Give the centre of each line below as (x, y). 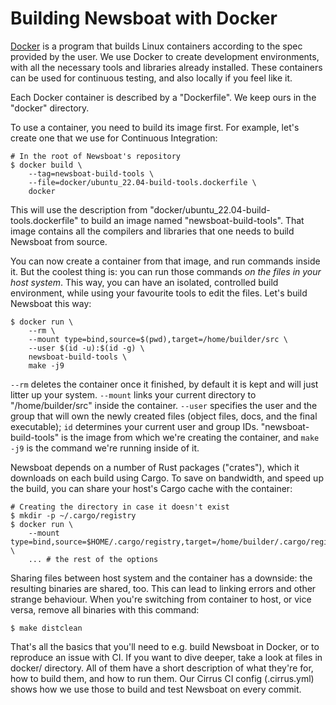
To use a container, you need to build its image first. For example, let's (155, 127)
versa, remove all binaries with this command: (105, 609)
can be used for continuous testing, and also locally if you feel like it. (151, 78)
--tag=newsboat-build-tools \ (91, 173)
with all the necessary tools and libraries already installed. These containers (166, 67)
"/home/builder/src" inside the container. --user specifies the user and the (164, 405)
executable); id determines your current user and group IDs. (134, 426)
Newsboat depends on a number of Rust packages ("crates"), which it (155, 467)
